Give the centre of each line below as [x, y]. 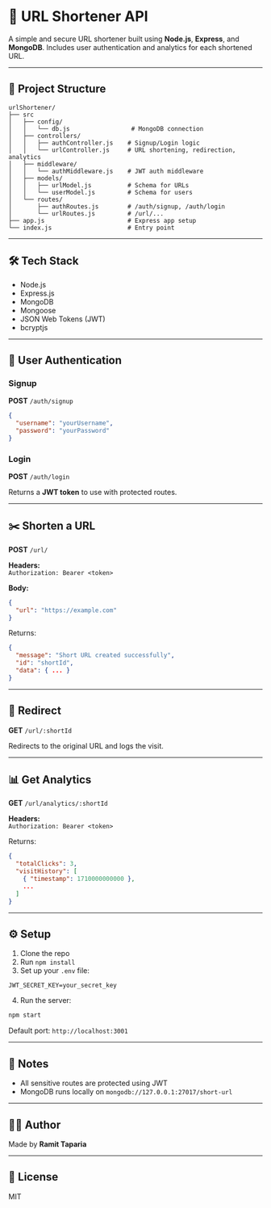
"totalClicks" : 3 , [47, 864]
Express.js [37, 293]
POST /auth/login [39, 476]
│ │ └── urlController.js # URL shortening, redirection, [122, 150]
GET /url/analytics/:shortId [58, 803]
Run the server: [46, 1000]
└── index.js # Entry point [92, 228]
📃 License [33, 1177]
